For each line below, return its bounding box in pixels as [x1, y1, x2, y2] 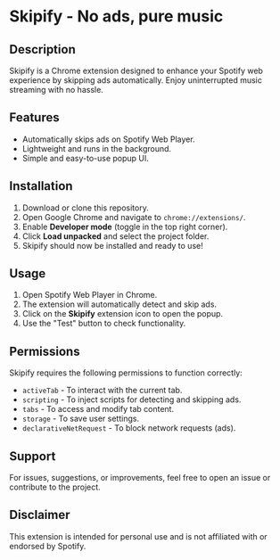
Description [9, 42, 76, 57]
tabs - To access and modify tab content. [21, 404, 175, 415]
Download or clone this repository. [21, 202, 149, 213]
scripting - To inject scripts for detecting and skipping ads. [21, 394, 242, 405]
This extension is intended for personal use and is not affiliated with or [9, 531, 268, 541]
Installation [9, 178, 73, 194]
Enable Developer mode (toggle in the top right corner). [21, 221, 228, 232]
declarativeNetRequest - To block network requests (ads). [21, 423, 236, 433]
